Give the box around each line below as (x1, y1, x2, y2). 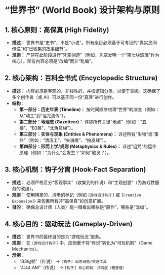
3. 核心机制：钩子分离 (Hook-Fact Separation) (4, 166, 146, 174)
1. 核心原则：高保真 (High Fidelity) (4, 26, 109, 34)
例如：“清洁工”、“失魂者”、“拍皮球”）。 (30, 137, 109, 143)
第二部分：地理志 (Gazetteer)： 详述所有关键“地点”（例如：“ (19, 119, 142, 125)
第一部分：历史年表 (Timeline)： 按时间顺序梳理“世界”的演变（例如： (19, 106, 160, 112)
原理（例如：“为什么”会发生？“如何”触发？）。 (19, 149, 112, 155)
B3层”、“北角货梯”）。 (31, 125, 76, 131)
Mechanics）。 (11, 246, 41, 252)
